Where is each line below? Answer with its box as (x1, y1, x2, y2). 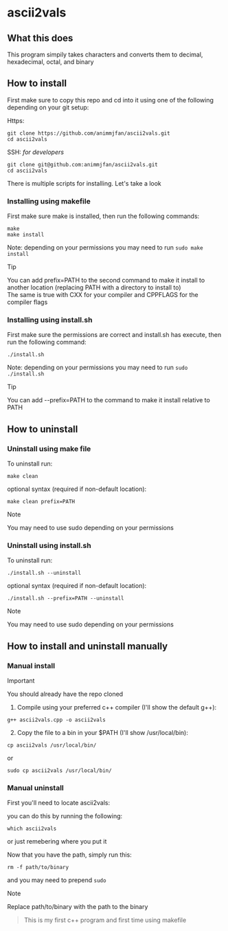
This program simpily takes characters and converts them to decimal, (7, 50, 203, 58)
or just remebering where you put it (7, 837, 107, 846)
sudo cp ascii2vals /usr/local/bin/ (7, 767, 112, 774)
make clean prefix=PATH (7, 499, 76, 505)
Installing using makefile (7, 196, 91, 206)
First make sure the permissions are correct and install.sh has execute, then (7, 331, 222, 339)
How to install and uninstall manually (7, 640, 168, 652)
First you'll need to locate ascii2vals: (7, 799, 111, 807)
